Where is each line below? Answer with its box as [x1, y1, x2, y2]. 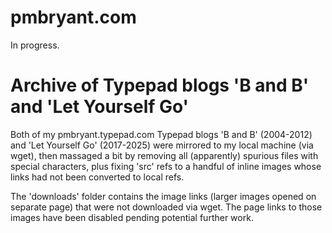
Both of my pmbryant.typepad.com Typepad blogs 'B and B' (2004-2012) [10, 128, 313, 140]
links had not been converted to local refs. [10, 171, 185, 183]
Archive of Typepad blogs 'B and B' [10, 74, 310, 97]
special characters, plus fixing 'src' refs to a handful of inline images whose [10, 160, 322, 172]
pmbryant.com [10, 6, 137, 29]
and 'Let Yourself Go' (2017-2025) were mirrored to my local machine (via [10, 139, 314, 151]
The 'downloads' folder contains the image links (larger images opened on [10, 190, 317, 202]
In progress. [10, 39, 60, 51]
